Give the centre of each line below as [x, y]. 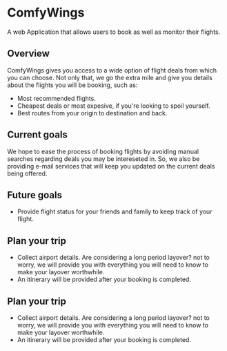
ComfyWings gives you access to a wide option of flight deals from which [112, 70]
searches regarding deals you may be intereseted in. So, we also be [103, 159]
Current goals [37, 135]
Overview [29, 54]
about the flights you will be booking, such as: [72, 85]
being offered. [27, 173]
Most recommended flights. [57, 98]
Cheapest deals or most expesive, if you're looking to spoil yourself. [113, 106]
